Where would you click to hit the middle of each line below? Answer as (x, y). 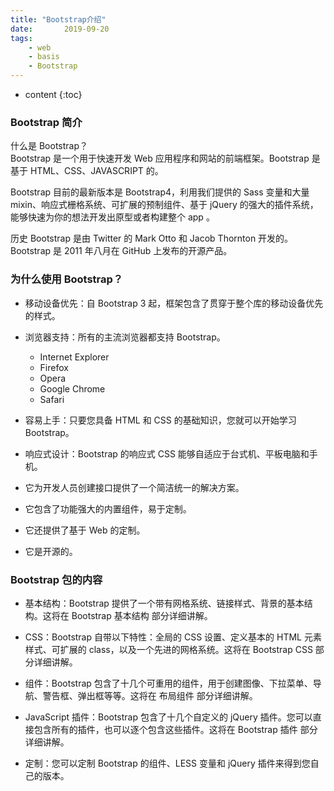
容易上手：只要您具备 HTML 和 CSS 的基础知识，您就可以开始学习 (160, 420)
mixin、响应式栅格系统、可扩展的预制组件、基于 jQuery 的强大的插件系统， (164, 205)
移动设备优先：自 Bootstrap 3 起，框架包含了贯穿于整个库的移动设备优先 (174, 303)
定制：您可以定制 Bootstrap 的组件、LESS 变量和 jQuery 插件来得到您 (167, 763)
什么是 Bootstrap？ (49, 146)
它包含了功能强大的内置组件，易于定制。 (108, 508)
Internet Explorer (74, 357)
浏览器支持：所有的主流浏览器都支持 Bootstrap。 (125, 337)
